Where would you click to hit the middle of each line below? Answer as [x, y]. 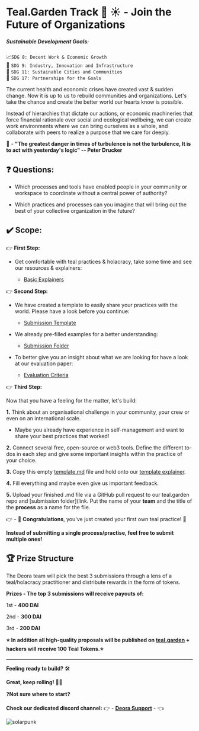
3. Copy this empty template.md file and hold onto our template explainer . [96, 471]
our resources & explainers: [48, 268]
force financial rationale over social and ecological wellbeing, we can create [99, 120]
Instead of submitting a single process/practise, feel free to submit [90, 532]
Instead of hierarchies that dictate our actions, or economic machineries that [99, 114]
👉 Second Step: [27, 291]
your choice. [21, 460]
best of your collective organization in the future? [75, 210]
